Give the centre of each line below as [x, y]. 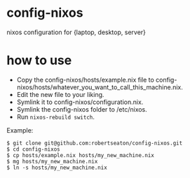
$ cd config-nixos [33, 149]
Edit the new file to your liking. [60, 94]
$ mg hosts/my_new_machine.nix [52, 161]
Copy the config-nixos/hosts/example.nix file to [86, 80]
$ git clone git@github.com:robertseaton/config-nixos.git [95, 143]
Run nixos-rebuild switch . [56, 117]
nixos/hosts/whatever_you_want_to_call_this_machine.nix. [100, 87]
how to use [39, 60]
